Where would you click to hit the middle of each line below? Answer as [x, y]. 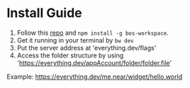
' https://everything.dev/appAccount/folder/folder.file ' [94, 62]
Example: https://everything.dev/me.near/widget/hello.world [94, 77]
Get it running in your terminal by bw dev [75, 40]
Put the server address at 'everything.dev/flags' [86, 48]
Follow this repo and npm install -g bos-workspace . [93, 33]
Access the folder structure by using [70, 55]
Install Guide [44, 13]
